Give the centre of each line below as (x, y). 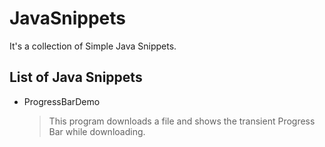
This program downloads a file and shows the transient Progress (182, 121)
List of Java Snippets (76, 77)
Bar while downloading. (97, 131)
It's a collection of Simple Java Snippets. (93, 46)
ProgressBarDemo (62, 101)
